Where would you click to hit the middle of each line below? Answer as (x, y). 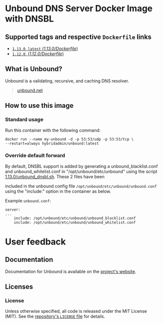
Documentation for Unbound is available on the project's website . (71, 271)
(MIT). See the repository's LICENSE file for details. (55, 316)
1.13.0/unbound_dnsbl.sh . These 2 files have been (55, 177)
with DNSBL (30, 19)
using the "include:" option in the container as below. (58, 191)
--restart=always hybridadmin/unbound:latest (52, 143)
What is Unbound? (34, 69)
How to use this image (39, 106)
